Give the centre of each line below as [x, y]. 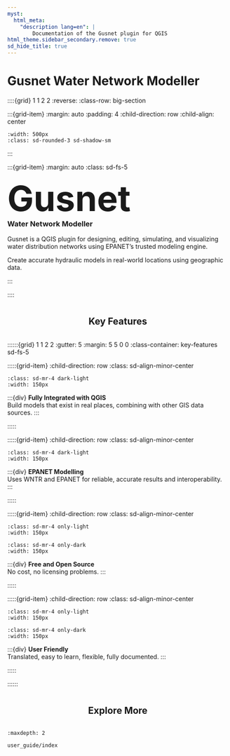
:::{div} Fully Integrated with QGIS [57, 398]
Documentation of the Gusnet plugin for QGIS [100, 33]
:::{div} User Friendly [38, 649]
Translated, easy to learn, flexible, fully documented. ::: [87, 657]
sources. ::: [23, 413]
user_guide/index [33, 745]
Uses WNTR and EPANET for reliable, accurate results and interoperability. [115, 479]
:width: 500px [28, 134]
